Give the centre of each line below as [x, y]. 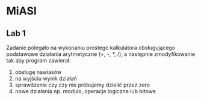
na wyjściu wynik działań [46, 78]
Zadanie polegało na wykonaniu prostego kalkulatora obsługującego [91, 47]
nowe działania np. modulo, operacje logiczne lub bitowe [85, 91]
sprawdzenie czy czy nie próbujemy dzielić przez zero [82, 85]
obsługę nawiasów [38, 72]
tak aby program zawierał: [39, 60]
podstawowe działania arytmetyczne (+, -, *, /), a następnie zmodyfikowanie [101, 54]
